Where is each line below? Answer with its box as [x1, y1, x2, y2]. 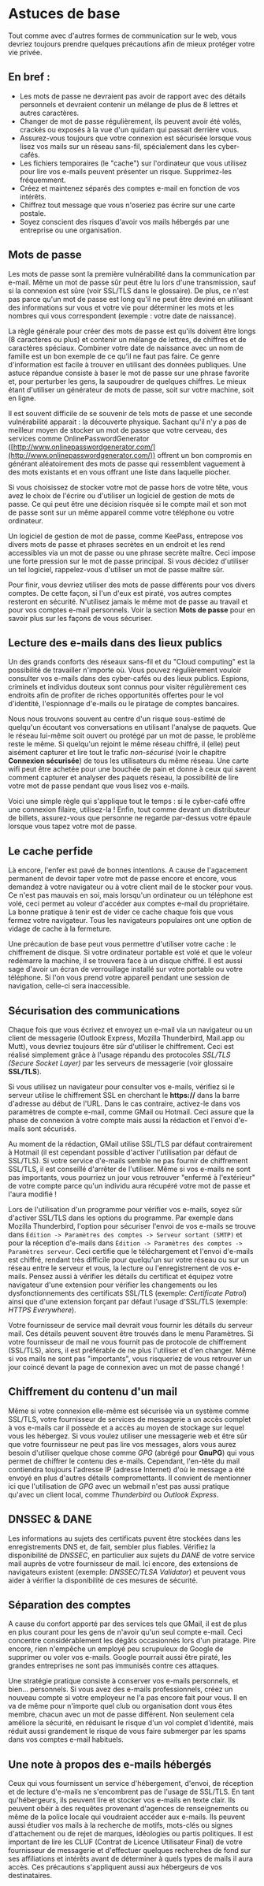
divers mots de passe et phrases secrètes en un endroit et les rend [8, 539, 225, 549]
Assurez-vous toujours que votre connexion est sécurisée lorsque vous [19, 133, 252, 143]
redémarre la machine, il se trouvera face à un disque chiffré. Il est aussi [8, 956, 243, 965]
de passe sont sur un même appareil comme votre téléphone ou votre [8, 508, 235, 517]
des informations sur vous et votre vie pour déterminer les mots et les [8, 303, 235, 312]
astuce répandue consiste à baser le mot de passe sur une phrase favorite [8, 368, 250, 378]
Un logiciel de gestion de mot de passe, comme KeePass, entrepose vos [8, 531, 244, 541]
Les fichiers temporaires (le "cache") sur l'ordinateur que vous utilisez [19, 158, 247, 168]
